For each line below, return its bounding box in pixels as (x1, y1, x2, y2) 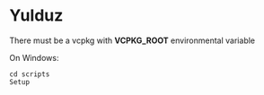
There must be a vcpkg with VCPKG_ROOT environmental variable (9, 35, 256, 46)
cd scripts (9, 69, 50, 79)
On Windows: (9, 52, 59, 63)
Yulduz (9, 5, 64, 26)
